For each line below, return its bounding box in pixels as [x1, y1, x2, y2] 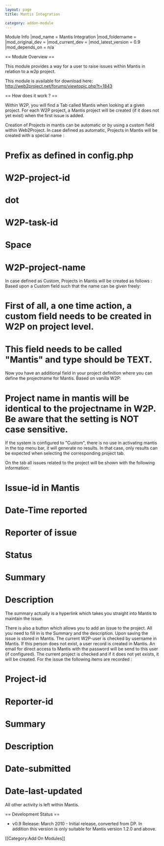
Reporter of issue [5, 527, 77, 538]
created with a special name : [5, 133, 65, 139]
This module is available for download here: [5, 78, 93, 84]
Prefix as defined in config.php [5, 150, 134, 161]
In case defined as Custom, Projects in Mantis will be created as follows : [5, 278, 152, 284]
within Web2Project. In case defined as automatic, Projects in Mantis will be [5, 127, 158, 133]
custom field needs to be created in [5, 311, 152, 322]
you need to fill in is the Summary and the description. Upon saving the [5, 630, 148, 636]
